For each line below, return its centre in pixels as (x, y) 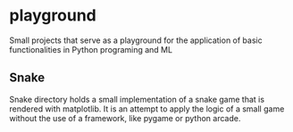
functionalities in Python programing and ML (91, 49)
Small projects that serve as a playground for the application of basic (136, 40)
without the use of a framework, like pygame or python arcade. (125, 118)
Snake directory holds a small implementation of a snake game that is (137, 99)
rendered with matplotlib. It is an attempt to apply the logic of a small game (147, 109)
